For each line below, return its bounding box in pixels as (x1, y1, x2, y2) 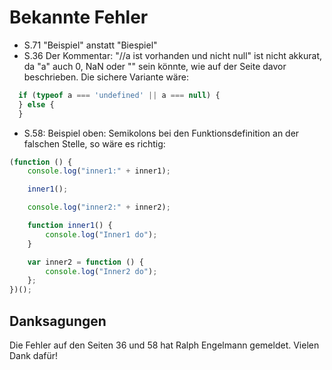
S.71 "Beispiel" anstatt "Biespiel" (23, 39, 158, 51)
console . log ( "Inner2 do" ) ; (45, 266, 158, 276)
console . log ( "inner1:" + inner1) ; (27, 166, 171, 176)
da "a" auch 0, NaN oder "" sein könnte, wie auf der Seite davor (23, 60, 287, 72)
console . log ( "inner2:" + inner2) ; (27, 202, 171, 213)
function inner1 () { (27, 221, 113, 231)
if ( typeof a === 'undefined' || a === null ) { (18, 90, 221, 100)
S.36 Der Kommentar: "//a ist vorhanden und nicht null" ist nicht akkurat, (23, 49, 322, 61)
